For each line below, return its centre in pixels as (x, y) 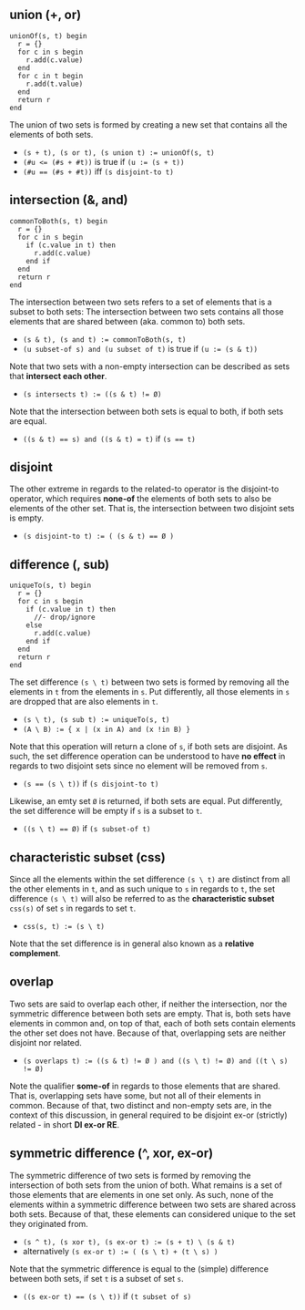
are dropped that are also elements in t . (84, 702)
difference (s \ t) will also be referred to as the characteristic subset (142, 899)
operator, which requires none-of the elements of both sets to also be (141, 499)
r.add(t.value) (55, 84)
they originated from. (49, 1223)
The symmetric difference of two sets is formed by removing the (131, 1175)
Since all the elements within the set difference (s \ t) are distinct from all (150, 880)
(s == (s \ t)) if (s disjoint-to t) (91, 784)
